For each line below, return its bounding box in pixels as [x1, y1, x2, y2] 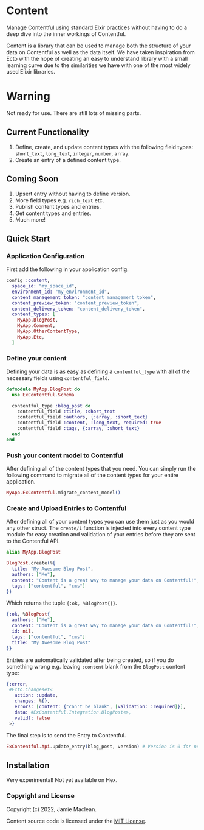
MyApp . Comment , [17, 323, 56, 329]
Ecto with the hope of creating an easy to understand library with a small [6, 55, 188, 62]
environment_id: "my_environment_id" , [12, 289, 110, 295]
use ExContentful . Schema [12, 392, 75, 398]
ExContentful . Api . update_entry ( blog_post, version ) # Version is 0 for [6, 744, 191, 750]
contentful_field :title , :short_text [17, 409, 115, 415]
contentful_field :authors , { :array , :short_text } [17, 414, 148, 420]
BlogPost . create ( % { [6, 560, 56, 566]
